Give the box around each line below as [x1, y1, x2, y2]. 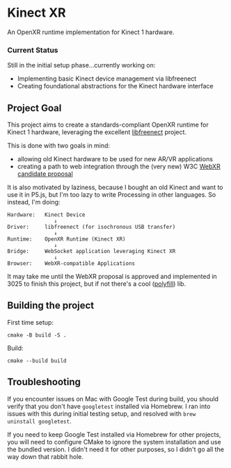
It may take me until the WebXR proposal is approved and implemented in [7, 273, 217, 281]
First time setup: [7, 318, 54, 326]
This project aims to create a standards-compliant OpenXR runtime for [7, 120, 209, 129]
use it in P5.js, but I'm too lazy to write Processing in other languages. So [7, 191, 216, 199]
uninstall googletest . [7, 417, 72, 425]
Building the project [7, 300, 95, 312]
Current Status [7, 45, 58, 55]
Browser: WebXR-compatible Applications [7, 260, 136, 267]
